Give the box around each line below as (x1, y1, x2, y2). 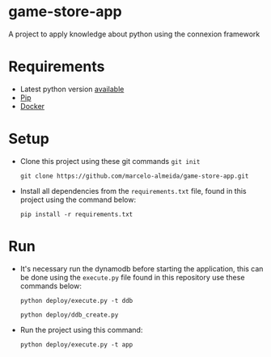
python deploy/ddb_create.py (19, 310, 119, 319)
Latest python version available (19, 84, 125, 94)
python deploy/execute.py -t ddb (19, 296, 133, 304)
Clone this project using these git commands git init (19, 156, 201, 166)
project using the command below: (19, 195, 137, 204)
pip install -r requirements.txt (19, 210, 133, 218)
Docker (19, 101, 45, 111)
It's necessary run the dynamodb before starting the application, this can (19, 263, 264, 273)
